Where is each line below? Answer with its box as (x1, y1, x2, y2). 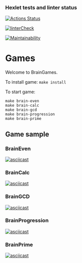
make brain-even (5, 99, 39, 104)
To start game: (5, 89, 36, 95)
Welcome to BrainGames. (5, 70, 58, 76)
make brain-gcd (5, 107, 37, 112)
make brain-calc (5, 103, 39, 108)
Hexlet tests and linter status (5, 4, 77, 11)
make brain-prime (5, 116, 42, 121)
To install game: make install (5, 79, 66, 85)
